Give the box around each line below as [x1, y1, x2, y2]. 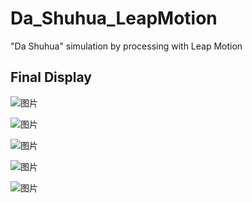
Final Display [10, 69, 92, 86]
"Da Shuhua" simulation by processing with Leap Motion [10, 40, 243, 52]
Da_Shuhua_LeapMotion [10, 7, 218, 30]
